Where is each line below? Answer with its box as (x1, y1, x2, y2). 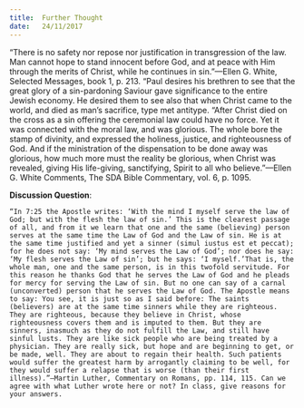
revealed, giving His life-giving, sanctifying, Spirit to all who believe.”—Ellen (9, 162, 292, 173)
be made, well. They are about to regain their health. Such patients (9, 350, 282, 359)
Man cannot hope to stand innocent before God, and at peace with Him (9, 56, 276, 67)
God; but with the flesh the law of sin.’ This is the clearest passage (9, 215, 290, 224)
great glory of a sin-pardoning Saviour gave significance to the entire (9, 85, 268, 96)
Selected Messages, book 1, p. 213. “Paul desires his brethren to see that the (9, 75, 296, 86)
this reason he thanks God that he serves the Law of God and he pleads (9, 270, 290, 279)
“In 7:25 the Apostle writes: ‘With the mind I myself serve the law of (9, 207, 290, 216)
